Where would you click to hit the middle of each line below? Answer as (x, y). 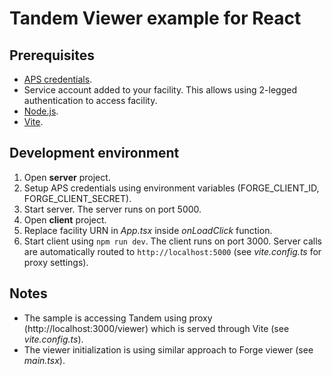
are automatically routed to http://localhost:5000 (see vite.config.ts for (172, 251)
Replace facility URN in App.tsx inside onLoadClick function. (148, 230)
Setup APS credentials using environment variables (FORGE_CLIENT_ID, (171, 188)
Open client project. (65, 219)
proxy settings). (56, 262)
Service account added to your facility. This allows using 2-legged (160, 90)
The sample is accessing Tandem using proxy (118, 318)
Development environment (94, 153)
